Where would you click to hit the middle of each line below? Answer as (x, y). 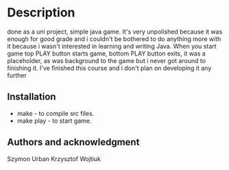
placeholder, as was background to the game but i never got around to (107, 60)
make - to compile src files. (56, 113)
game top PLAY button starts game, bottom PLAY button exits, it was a (106, 53)
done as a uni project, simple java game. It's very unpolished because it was (115, 32)
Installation (32, 97)
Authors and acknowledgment (73, 142)
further (17, 75)
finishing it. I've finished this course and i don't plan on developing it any (109, 68)
